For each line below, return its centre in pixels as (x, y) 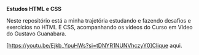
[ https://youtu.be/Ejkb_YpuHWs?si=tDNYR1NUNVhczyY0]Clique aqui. (94, 46)
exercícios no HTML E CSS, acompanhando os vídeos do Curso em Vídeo (99, 27)
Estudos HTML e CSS (34, 9)
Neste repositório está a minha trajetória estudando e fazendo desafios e (99, 20)
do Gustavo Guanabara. (36, 34)
